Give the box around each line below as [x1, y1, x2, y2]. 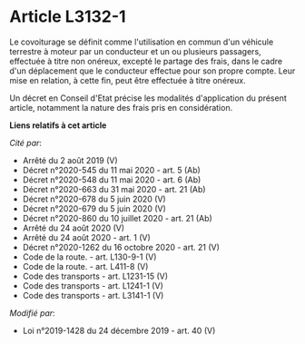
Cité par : [9, 137, 43, 148]
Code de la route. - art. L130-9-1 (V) [22, 251, 157, 262]
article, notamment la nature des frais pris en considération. [9, 102, 233, 113]
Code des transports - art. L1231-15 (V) [22, 270, 169, 281]
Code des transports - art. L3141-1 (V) [22, 290, 164, 300]
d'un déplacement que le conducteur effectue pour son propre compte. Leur [9, 65, 296, 76]
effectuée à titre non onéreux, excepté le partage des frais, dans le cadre [9, 55, 283, 66]
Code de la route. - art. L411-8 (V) [22, 260, 149, 271]
